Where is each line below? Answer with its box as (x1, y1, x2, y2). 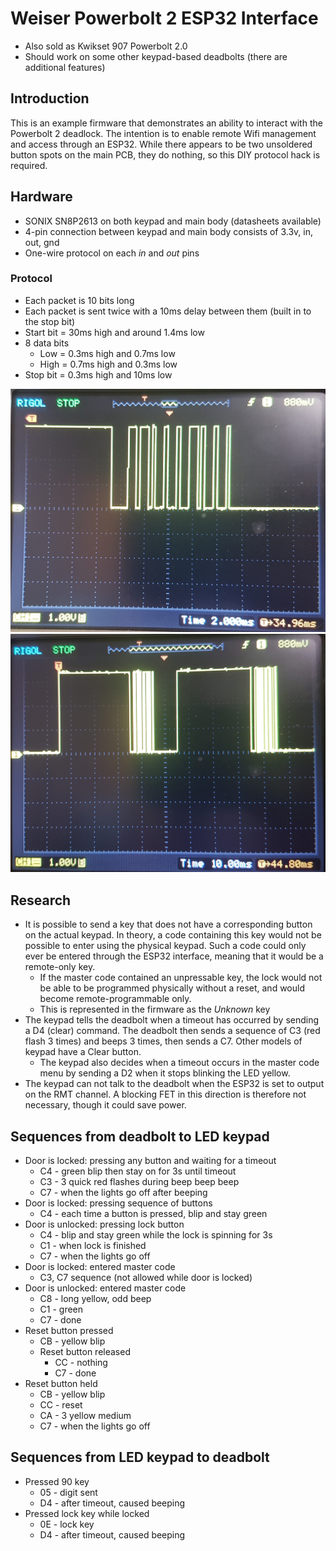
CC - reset (39, 1399, 83, 1411)
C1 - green (39, 1303, 84, 1315)
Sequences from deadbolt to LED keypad (10, 1128, 270, 1145)
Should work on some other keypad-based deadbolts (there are (24, 50, 288, 62)
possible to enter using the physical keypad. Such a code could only (24, 940, 307, 952)
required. (10, 159, 48, 171)
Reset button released (39, 1346, 131, 1357)
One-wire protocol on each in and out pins (24, 247, 200, 259)
